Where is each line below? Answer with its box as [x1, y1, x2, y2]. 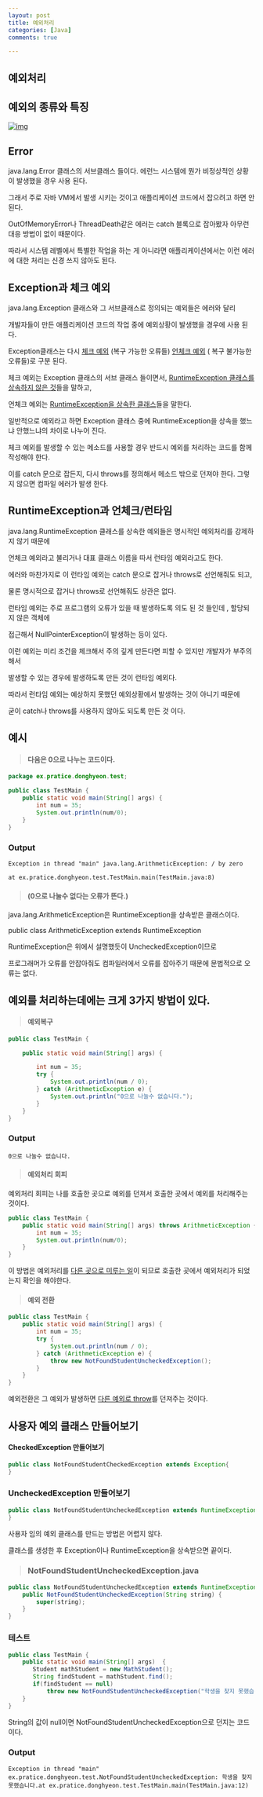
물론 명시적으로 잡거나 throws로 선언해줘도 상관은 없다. [8, 586, 177, 595]
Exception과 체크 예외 [8, 280, 111, 295]
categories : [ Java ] [8, 26, 72, 34]
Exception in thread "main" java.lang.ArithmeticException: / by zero [8, 859, 243, 868]
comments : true [8, 33, 58, 42]
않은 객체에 [16, 613, 51, 622]
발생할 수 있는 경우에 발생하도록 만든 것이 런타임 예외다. [8, 672, 178, 682]
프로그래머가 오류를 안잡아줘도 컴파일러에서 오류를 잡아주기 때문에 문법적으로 [8, 959, 243, 968]
